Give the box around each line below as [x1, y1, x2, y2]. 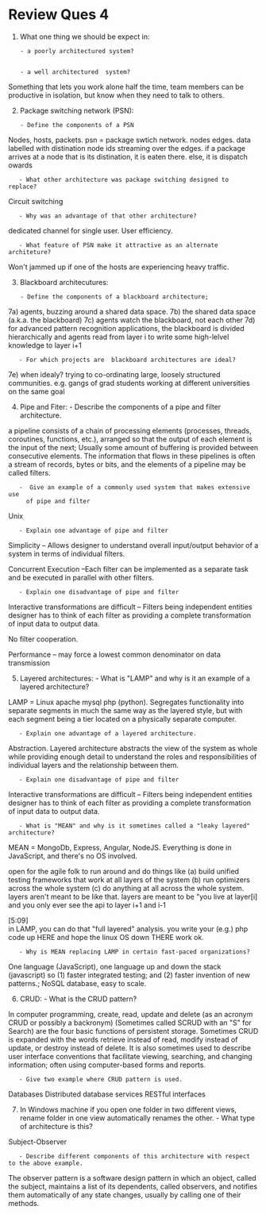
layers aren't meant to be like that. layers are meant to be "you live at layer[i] [8, 892, 258, 901]
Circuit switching [8, 196, 64, 206]
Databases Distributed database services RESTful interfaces [8, 1089, 206, 1099]
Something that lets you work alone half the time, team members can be [8, 82, 245, 91]
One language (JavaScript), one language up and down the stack [8, 962, 222, 971]
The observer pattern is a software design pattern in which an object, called [8, 1173, 256, 1182]
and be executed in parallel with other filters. [8, 572, 155, 582]
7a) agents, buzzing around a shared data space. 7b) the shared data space [8, 306, 256, 316]
